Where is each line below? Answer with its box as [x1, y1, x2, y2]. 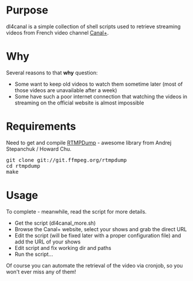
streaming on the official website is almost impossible [14, 99, 144, 106]
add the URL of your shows [14, 238, 81, 245]
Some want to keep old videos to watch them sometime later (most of [14, 80, 183, 87]
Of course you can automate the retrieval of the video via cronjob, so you [6, 262, 183, 269]
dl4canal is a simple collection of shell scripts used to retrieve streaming [6, 23, 181, 30]
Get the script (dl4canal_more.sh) [14, 219, 96, 226]
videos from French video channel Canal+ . [6, 29, 109, 36]
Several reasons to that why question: [6, 69, 98, 76]
